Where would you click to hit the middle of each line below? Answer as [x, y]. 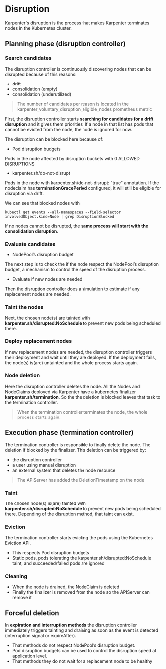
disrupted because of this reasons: [41, 74]
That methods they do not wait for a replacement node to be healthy [82, 661]
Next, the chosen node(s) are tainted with [48, 318]
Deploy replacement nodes [39, 341]
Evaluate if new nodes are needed [47, 279]
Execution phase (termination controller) [69, 433]
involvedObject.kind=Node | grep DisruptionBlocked [60, 216]
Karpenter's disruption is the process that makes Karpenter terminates [77, 23]
